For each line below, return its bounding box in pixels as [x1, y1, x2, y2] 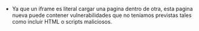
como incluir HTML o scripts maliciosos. [11, 18, 113, 25]
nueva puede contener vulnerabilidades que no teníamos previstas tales [11, 12, 192, 19]
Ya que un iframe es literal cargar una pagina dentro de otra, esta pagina [11, 5, 193, 12]
